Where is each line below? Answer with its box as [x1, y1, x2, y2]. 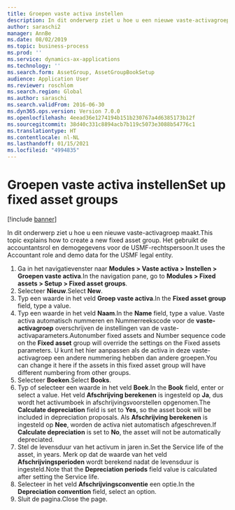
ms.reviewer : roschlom [7, 82, 73, 89]
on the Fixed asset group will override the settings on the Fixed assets [17, 339, 221, 347]
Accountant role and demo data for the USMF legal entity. [7, 250, 173, 259]
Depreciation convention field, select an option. [17, 487, 157, 495]
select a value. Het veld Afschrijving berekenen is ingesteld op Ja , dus [17, 390, 224, 399]
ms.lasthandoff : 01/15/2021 [7, 141, 90, 148]
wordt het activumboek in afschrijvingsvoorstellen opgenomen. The [17, 398, 211, 406]
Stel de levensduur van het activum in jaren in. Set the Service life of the [17, 442, 224, 451]
